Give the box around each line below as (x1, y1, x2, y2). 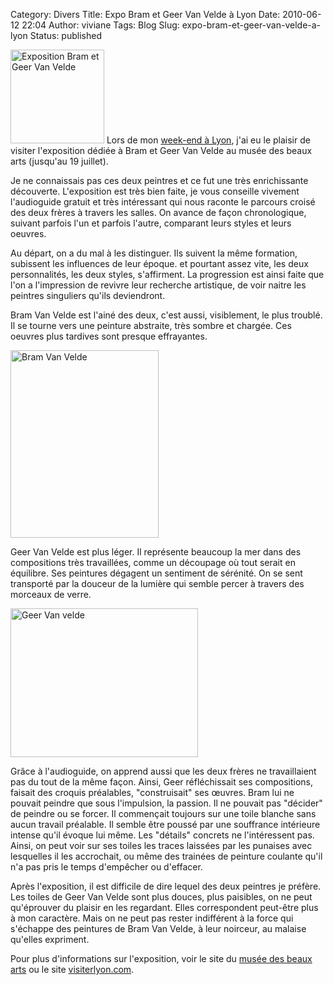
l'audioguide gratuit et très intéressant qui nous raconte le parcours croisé (10, 196, 316, 208)
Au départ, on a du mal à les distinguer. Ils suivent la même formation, (10, 247, 298, 259)
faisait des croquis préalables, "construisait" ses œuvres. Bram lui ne (10, 787, 295, 798)
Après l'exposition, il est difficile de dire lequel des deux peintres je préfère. (10, 880, 322, 892)
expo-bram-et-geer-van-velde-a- (181, 19, 322, 31)
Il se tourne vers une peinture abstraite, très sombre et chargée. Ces (10, 320, 292, 331)
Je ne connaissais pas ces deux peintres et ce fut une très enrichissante (10, 175, 309, 186)
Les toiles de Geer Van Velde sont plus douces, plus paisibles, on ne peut (10, 891, 313, 903)
